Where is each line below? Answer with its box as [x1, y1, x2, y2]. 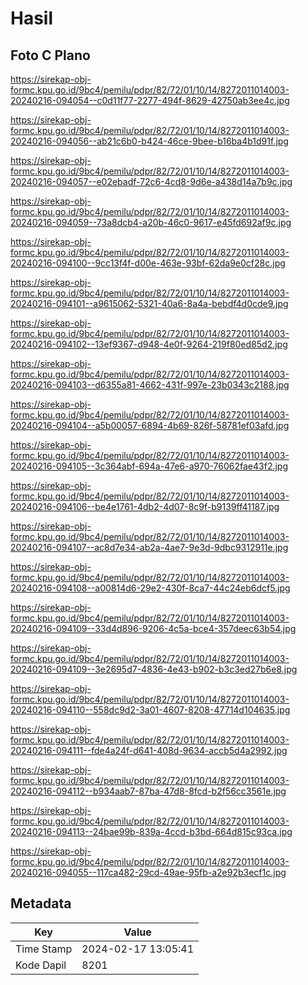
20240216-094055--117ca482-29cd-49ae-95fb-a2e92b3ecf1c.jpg [10, 867, 287, 878]
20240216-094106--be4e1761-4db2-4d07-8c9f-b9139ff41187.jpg [10, 501, 280, 512]
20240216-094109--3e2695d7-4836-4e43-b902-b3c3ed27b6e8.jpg [10, 663, 298, 675]
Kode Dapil [15, 958, 67, 972]
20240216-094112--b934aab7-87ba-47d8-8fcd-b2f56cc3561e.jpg [10, 785, 287, 797]
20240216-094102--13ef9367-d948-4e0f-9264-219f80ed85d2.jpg [10, 338, 288, 350]
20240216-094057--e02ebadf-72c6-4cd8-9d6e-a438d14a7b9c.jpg [10, 176, 293, 187]
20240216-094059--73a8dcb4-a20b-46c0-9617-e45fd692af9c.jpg [10, 217, 292, 228]
